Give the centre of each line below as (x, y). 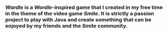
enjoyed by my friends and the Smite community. (67, 26)
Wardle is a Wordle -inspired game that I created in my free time (84, 7)
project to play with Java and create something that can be (78, 20)
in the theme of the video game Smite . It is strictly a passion (80, 13)
